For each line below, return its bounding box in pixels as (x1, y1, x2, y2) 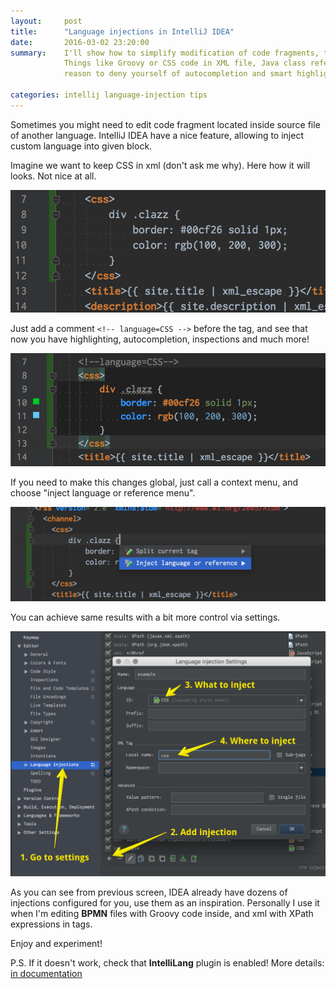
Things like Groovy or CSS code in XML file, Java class (63, 58, 307, 69)
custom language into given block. (10, 140, 153, 152)
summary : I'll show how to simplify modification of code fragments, (10, 48, 320, 58)
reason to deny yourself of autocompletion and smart (63, 69, 293, 79)
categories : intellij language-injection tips (10, 90, 208, 100)
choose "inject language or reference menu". (10, 487, 196, 499)
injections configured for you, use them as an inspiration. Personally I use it (10, 896, 320, 909)
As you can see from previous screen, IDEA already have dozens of (10, 886, 288, 898)
